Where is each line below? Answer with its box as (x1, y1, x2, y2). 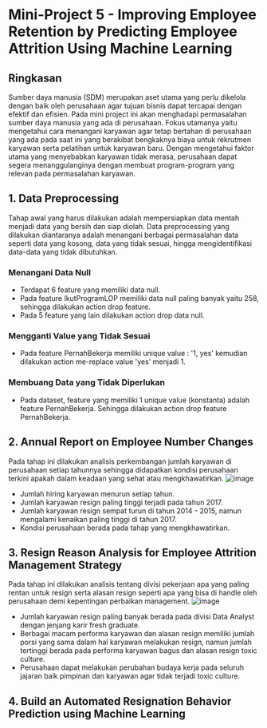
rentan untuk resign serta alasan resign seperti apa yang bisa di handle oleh (8, 588, 257, 598)
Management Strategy (8, 558, 123, 572)
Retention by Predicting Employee (8, 22, 238, 41)
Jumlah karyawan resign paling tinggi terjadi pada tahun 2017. (19, 497, 223, 507)
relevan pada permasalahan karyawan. (8, 169, 135, 178)
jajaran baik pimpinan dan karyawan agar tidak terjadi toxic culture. (19, 671, 241, 681)
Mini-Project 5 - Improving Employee (8, 6, 257, 24)
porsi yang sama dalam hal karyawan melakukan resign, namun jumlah (19, 637, 253, 647)
